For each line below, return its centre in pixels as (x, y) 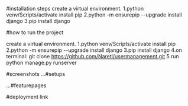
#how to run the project (35, 32)
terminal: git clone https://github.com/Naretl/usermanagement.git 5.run (93, 56)
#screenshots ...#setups (36, 74)
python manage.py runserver (41, 62)
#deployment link (27, 97)
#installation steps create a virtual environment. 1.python (75, 9)
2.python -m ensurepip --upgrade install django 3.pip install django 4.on (94, 50)
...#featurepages (26, 85)
